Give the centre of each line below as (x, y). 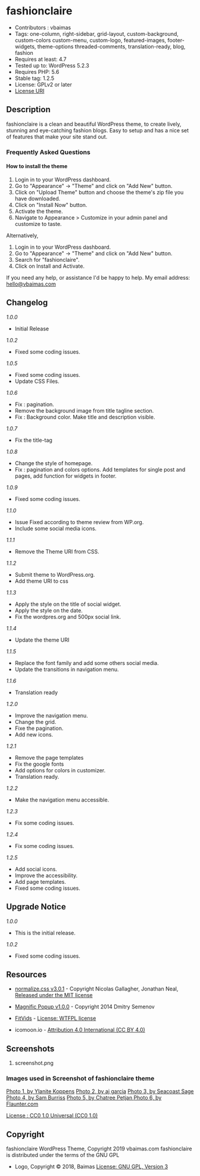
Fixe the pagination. (39, 728)
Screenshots (30, 1049)
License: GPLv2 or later (43, 84)
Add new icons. (34, 734)
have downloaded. (37, 199)
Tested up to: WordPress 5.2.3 (52, 65)
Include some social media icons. (56, 528)
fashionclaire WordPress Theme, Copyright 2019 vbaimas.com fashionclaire (99, 1149)
